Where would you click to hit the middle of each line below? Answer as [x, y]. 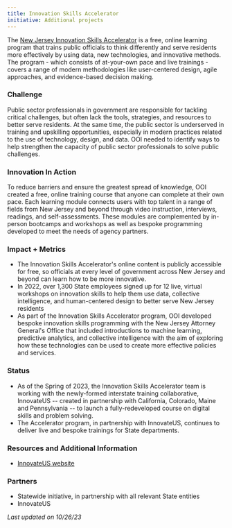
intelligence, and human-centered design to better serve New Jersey [116, 301]
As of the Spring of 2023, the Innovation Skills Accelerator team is [111, 386]
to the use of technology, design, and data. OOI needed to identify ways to [114, 139]
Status [18, 371]
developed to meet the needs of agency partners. [78, 231]
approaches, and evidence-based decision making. [80, 76]
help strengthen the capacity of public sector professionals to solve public [113, 146]
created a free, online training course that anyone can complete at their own [116, 194]
